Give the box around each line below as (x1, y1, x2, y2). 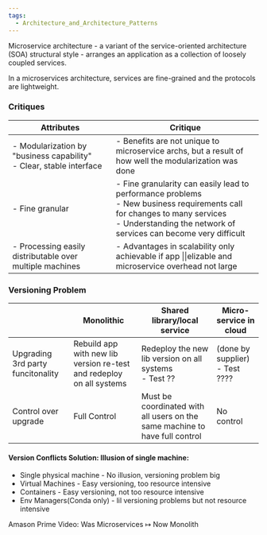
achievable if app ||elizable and (115, 250, 233, 262)
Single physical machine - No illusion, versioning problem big (19, 471, 220, 480)
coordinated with (141, 401, 205, 412)
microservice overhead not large (115, 260, 238, 271)
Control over (12, 406, 59, 417)
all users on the (141, 411, 199, 422)
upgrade (12, 416, 44, 427)
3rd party (12, 359, 48, 370)
